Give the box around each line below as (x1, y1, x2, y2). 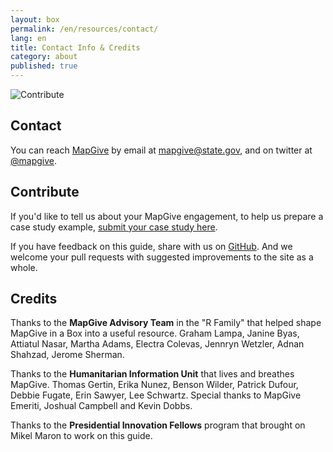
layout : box (10, 14, 60, 25)
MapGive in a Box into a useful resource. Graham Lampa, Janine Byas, (10, 327, 300, 340)
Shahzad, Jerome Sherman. (10, 349, 125, 361)
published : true (10, 61, 78, 71)
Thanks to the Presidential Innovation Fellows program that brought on (10, 419, 306, 431)
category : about (10, 52, 78, 62)
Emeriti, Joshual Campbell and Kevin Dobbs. (10, 400, 193, 412)
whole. (10, 261, 38, 273)
